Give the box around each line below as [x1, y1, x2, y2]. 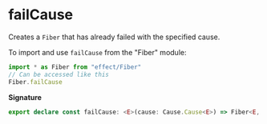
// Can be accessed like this [8, 70, 110, 78]
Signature [8, 92, 42, 102]
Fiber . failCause [8, 78, 63, 86]
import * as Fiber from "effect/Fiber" [8, 62, 142, 71]
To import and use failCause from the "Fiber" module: [8, 47, 187, 57]
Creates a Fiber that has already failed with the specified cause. [8, 32, 220, 42]
